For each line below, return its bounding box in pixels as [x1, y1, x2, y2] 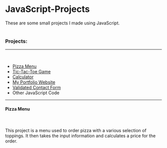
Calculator [12, 74, 34, 80]
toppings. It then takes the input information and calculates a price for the [5, 133, 156, 139]
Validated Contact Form [12, 85, 61, 91]
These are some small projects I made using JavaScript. [5, 20, 120, 26]
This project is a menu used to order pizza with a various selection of [5, 128, 147, 134]
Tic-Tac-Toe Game [12, 69, 51, 75]
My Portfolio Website [12, 79, 56, 85]
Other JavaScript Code [12, 90, 60, 96]
